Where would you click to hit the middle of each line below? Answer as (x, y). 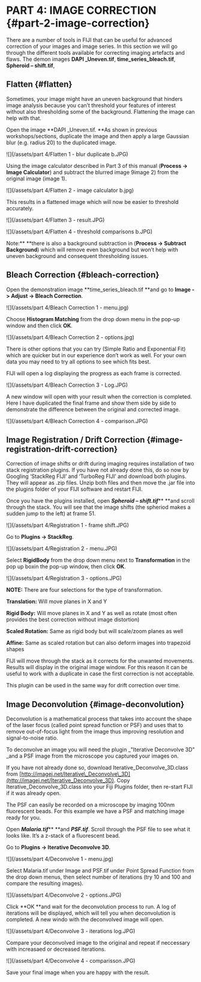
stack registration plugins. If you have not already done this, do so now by (97, 470)
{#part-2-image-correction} (78, 23)
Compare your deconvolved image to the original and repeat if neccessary (98, 943)
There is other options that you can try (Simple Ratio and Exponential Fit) (96, 349)
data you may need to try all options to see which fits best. (79, 361)
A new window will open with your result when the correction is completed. (99, 396)
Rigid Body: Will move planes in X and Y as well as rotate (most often (91, 613)
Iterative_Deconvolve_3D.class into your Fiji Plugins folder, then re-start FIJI (100, 787)
